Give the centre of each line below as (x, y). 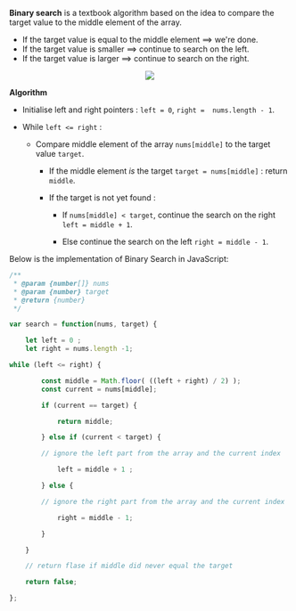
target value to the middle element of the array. (96, 22)
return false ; (51, 582)
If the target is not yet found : (102, 198)
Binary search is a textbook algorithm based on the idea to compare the (142, 13)
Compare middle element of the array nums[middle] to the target (153, 144)
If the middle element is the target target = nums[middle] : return (168, 171)
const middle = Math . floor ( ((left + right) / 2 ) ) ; (141, 381)
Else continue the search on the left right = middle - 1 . (165, 241)
